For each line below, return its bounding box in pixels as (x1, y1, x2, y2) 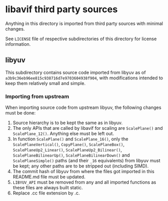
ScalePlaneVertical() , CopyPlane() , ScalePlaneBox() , (12, 141, 125, 148)
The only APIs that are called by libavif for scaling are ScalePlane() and (12, 125, 163, 131)
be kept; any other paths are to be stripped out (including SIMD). (12, 163, 149, 169)
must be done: (5, 110, 36, 116)
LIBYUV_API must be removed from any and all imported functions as (12, 179, 157, 185)
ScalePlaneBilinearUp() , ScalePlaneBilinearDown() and (12, 152, 130, 158)
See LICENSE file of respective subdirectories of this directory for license (5, 36, 157, 42)
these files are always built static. (12, 185, 83, 191)
